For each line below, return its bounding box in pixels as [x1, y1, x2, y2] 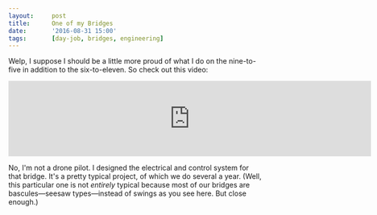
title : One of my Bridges [8, 19, 114, 27]
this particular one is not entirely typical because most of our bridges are [8, 180, 251, 190]
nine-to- [228, 56, 256, 66]
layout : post [8, 11, 67, 20]
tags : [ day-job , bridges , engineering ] [8, 34, 164, 43]
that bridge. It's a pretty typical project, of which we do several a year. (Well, [8, 172, 262, 181]
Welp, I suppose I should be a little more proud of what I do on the [8, 56, 227, 66]
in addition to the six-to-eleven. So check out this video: [23, 65, 209, 75]
